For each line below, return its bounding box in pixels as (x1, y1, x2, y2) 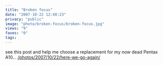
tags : (5, 35, 17, 40)
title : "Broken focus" (5, 7, 53, 12)
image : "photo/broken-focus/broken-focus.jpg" (5, 21, 105, 26)
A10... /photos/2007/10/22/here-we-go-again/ (5, 54, 101, 60)
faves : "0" (5, 30, 28, 35)
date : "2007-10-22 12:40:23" (5, 12, 66, 17)
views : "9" (5, 26, 28, 31)
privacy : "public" (5, 16, 44, 21)
